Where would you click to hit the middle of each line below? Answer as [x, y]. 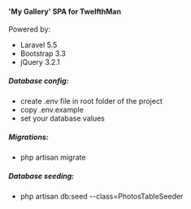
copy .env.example [52, 110]
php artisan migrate [53, 157]
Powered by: [30, 29]
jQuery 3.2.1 [40, 62]
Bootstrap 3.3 [43, 53]
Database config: [39, 80]
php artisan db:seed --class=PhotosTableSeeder [102, 196]
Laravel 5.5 [39, 45]
